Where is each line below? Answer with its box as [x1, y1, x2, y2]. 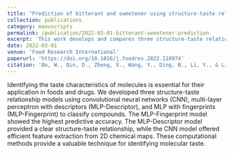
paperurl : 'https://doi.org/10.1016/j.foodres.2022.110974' [7, 55, 185, 62]
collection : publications [7, 17, 82, 23]
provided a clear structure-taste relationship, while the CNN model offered [7, 124, 220, 133]
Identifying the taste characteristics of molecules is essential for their [7, 80, 205, 88]
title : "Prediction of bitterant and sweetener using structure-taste [7, 10, 216, 17]
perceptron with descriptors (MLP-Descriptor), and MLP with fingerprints [7, 102, 216, 110]
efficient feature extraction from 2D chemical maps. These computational [7, 132, 217, 140]
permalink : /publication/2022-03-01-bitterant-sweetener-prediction [7, 29, 209, 37]
